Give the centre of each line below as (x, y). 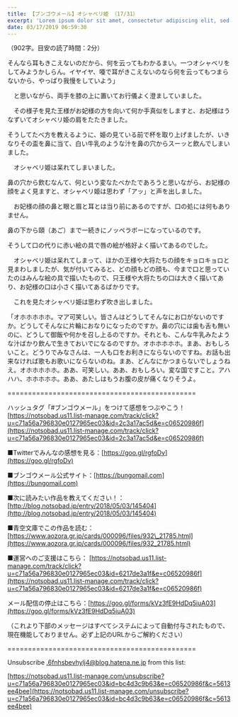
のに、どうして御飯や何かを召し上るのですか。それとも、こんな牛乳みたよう (119, 335)
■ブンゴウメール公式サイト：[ (52, 476)
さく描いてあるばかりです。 (103, 287)
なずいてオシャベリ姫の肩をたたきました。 (69, 120)
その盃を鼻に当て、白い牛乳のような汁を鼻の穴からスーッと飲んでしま (122, 144)
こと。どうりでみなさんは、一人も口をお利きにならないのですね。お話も (119, 352)
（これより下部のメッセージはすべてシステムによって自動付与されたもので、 (118, 626)
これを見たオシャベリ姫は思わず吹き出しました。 (85, 302)
